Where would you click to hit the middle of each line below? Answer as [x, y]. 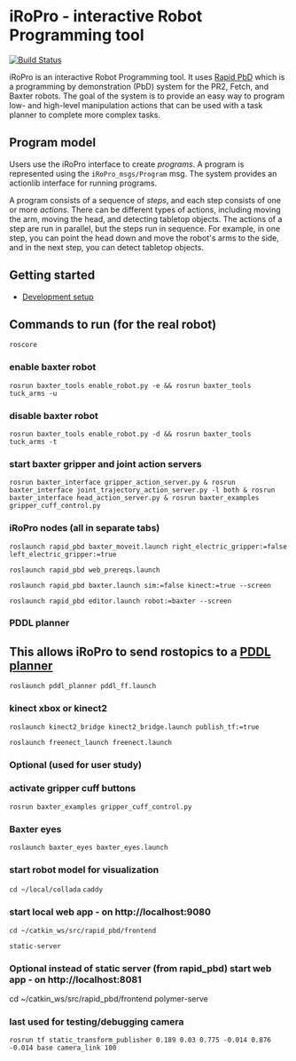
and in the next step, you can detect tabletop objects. [106, 247]
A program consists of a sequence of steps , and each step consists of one [145, 200]
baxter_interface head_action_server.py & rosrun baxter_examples [134, 498]
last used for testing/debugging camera [97, 1021]
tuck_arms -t [33, 441]
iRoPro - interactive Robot [106, 16]
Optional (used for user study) [76, 764]
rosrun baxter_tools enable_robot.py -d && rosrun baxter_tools [130, 434]
